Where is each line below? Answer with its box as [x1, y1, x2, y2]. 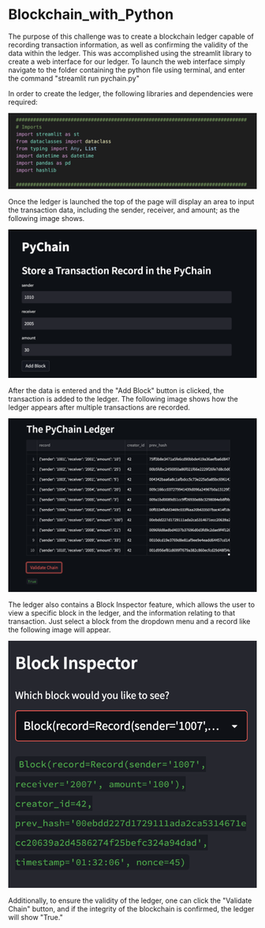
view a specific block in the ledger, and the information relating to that [8, 608, 236, 617]
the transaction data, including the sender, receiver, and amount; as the [8, 205, 241, 215]
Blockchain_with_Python [8, 6, 174, 24]
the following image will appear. [8, 625, 112, 634]
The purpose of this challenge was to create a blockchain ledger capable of [8, 32, 255, 41]
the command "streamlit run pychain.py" [8, 73, 140, 83]
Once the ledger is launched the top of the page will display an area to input [8, 196, 255, 206]
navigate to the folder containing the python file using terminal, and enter [8, 65, 246, 74]
